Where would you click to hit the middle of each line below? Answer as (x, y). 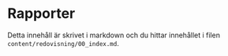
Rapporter (41, 14)
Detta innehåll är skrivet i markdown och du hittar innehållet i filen (114, 35)
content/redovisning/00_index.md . (63, 43)
